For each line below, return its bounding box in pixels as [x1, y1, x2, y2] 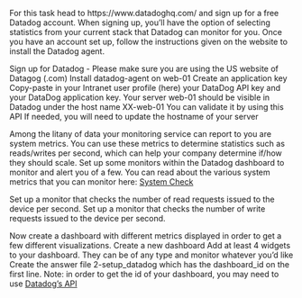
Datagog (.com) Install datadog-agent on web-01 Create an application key [9, 73, 288, 84]
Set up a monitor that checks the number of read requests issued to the [9, 194, 275, 204]
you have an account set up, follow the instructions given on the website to [9, 36, 288, 47]
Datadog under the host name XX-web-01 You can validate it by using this [9, 102, 284, 112]
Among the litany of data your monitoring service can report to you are [9, 129, 272, 139]
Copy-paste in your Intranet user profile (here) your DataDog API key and [9, 83, 281, 93]
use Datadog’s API [9, 278, 78, 289]
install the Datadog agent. [9, 46, 105, 57]
